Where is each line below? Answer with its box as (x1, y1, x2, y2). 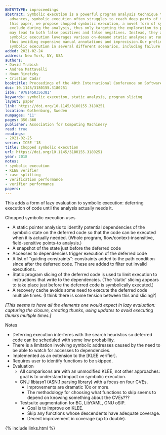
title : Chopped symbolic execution (5, 145, 79, 150)
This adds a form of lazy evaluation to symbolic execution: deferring (5, 199, 144, 205)
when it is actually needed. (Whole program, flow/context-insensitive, (12, 235, 154, 240)
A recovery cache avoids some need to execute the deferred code (12, 287, 148, 293)
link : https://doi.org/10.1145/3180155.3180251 (5, 104, 105, 109)
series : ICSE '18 (5, 140, 41, 146)
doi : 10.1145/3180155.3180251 (5, 85, 68, 90)
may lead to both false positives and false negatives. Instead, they (9, 30, 158, 35)
